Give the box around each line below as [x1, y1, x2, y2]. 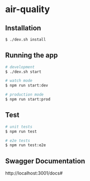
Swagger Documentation [5, 157, 85, 165]
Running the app [5, 51, 58, 60]
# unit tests [5, 124, 33, 129]
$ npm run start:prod [5, 97, 51, 102]
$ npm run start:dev [5, 83, 49, 88]
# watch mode [5, 78, 33, 83]
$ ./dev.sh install [5, 37, 46, 42]
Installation [5, 24, 41, 32]
